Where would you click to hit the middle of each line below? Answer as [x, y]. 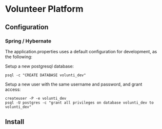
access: [13, 89]
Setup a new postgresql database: [40, 66]
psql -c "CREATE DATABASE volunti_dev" [46, 75]
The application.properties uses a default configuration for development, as [81, 51]
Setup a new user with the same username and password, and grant [74, 84]
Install [15, 122]
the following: [19, 57]
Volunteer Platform [44, 9]
